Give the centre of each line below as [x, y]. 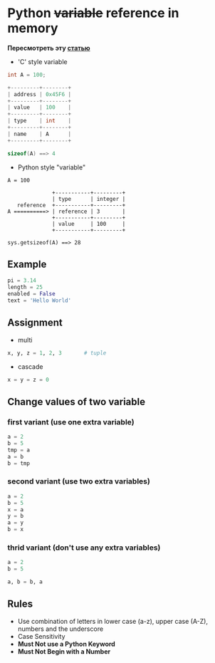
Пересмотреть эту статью [49, 48]
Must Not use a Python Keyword [66, 644]
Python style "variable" [52, 167]
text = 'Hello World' [40, 301]
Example [27, 264]
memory [33, 28]
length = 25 [25, 287]
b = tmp [19, 463]
